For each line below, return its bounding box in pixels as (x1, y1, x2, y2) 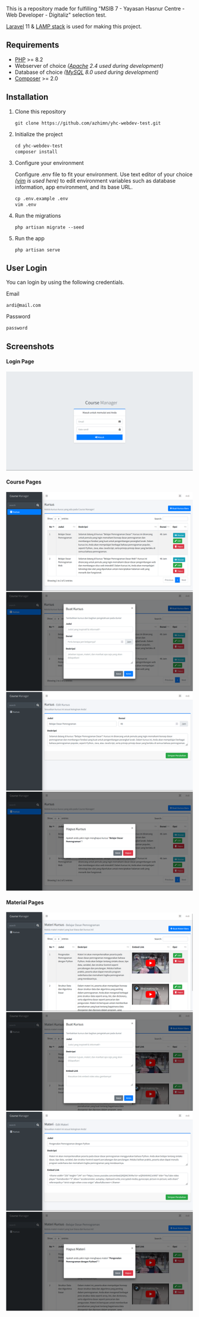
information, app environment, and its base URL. (14, 183, 133, 190)
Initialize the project (14, 130, 63, 137)
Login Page (6, 358, 34, 365)
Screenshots (6, 341, 54, 352)
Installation (6, 92, 49, 102)
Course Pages (6, 478, 41, 485)
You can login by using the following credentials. (6, 279, 124, 286)
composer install (14, 149, 58, 155)
